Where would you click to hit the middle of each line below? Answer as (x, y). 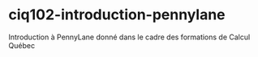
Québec (21, 45)
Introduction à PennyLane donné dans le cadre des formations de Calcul (129, 37)
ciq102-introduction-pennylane (117, 15)
